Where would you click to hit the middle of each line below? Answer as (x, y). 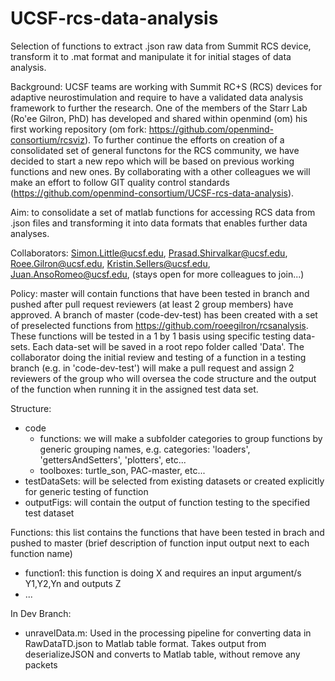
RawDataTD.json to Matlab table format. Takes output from (145, 643)
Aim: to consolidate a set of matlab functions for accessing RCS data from (163, 212)
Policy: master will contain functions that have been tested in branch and (160, 293)
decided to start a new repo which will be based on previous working (152, 161)
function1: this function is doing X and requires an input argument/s (163, 573)
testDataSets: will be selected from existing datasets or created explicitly (174, 481)
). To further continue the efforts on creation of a (184, 139)
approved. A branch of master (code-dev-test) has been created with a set (164, 314)
